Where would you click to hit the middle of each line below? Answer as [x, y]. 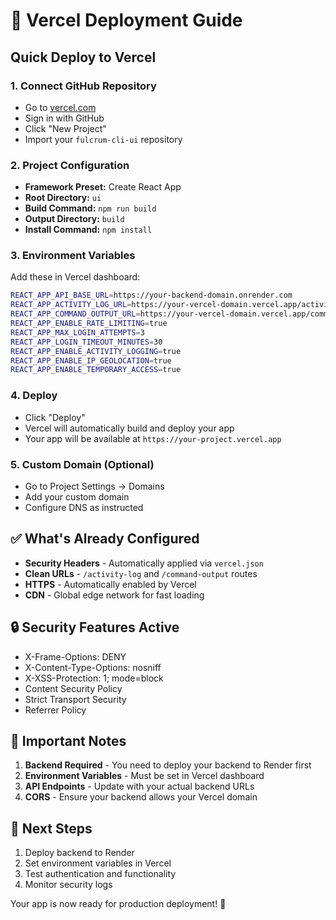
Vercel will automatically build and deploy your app [129, 428]
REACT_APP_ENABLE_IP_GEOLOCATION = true [91, 360]
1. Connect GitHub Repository [83, 86]
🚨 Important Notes [68, 740]
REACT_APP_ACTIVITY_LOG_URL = [71, 305]
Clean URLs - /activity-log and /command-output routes [141, 573]
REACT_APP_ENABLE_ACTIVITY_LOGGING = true [96, 351]
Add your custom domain [77, 496]
